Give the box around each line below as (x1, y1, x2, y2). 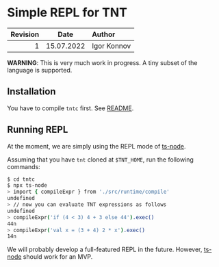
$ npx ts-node (7, 182, 48, 189)
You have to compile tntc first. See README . (7, 104, 134, 112)
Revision (10, 29, 40, 39)
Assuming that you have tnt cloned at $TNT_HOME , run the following (7, 155, 194, 164)
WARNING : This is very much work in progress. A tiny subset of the (7, 58, 198, 66)
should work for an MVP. (23, 253, 93, 261)
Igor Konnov (92, 41, 131, 51)
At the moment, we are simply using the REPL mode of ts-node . (7, 142, 186, 150)
